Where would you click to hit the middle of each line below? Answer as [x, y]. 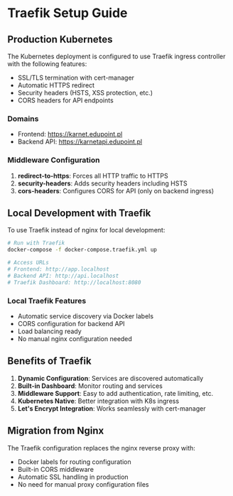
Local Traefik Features [47, 301]
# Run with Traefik [36, 243]
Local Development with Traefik [79, 213]
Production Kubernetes [60, 39]
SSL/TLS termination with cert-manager [76, 77]
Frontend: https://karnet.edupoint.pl [70, 134]
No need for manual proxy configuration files [83, 484]
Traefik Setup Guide [67, 13]
